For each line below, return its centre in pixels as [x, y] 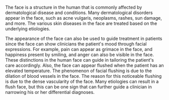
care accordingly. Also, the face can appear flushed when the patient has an [84, 65]
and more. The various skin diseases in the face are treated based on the [81, 23]
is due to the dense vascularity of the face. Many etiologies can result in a [82, 81]
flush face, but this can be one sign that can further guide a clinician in [79, 87]
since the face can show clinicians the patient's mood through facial [76, 44]
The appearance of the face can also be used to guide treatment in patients [84, 38]
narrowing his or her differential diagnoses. [50, 92]
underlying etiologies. [28, 29]
